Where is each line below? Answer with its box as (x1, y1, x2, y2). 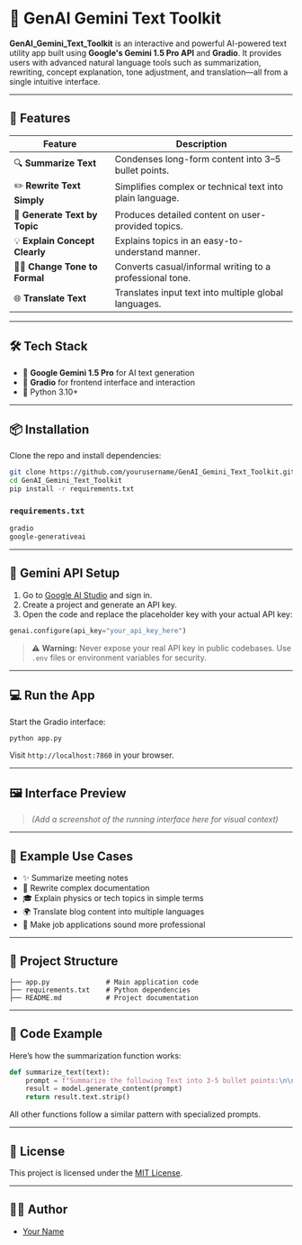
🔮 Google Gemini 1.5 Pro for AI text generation (22, 367, 195, 377)
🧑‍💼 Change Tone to (13, 260, 98, 273)
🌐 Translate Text (13, 292, 87, 304)
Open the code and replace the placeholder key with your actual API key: (22, 608, 293, 620)
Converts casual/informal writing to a (114, 260, 271, 273)
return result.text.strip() (25, 1093, 130, 1102)
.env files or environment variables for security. (31, 652, 207, 663)
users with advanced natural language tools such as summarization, (9, 57, 262, 68)
